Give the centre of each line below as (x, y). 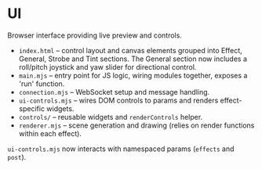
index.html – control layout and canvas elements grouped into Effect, (130, 50)
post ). (17, 156)
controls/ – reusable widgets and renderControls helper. (111, 117)
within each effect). (50, 133)
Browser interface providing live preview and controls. (95, 35)
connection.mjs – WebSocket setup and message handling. (114, 92)
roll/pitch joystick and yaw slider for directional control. (107, 67)
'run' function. (42, 84)
